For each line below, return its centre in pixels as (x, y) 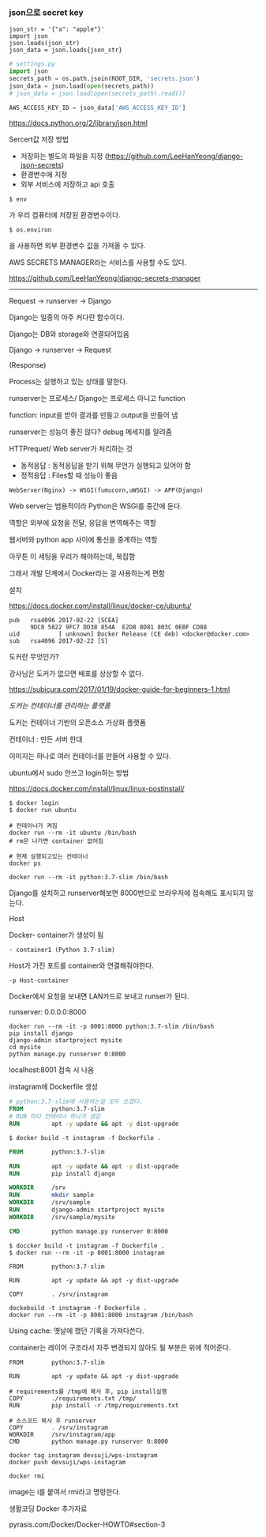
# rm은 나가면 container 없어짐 (56, 841)
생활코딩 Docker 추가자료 (48, 1509)
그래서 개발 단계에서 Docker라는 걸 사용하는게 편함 (87, 573)
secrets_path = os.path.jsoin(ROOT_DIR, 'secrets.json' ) (105, 79)
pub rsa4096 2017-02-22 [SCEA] (64, 620)
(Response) (28, 364)
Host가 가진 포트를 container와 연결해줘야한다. (82, 965)
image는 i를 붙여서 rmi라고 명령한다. (65, 1491)
